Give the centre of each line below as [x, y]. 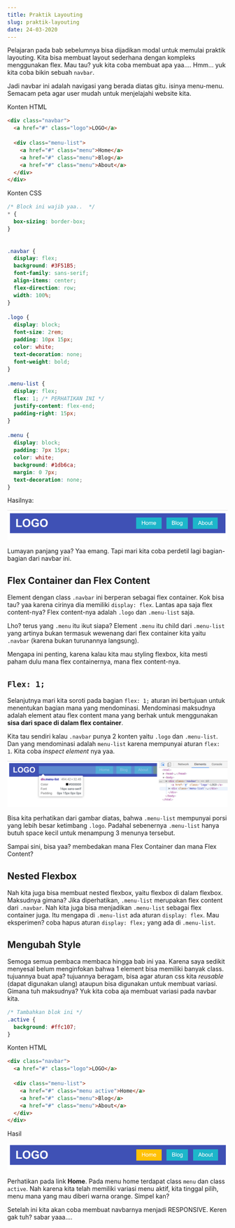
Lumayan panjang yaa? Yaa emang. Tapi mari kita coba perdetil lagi [104, 551]
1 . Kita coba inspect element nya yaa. [61, 751]
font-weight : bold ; [42, 362]
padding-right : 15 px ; [45, 413]
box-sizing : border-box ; [50, 222]
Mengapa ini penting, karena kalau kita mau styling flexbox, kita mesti [107, 655]
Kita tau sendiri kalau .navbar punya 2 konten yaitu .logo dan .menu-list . [113, 736]
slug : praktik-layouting [43, 22]
